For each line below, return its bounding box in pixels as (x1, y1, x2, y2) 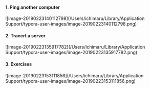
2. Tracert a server (5, 32, 46, 38)
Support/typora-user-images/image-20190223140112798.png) (5, 21, 137, 27)
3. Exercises (5, 61, 32, 67)
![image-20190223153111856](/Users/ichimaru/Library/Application (5, 72, 144, 79)
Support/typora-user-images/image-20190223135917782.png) (5, 49, 138, 56)
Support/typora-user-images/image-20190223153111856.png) (5, 78, 136, 84)
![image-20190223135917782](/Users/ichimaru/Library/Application (5, 44, 145, 50)
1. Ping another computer (5, 4, 60, 10)
